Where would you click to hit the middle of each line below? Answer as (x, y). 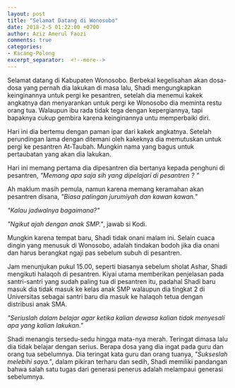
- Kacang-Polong (31, 54)
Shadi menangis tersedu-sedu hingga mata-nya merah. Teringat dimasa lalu (117, 339)
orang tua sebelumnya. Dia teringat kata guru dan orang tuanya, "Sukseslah (117, 354)
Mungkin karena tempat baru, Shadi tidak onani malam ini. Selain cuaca (111, 237)
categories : (25, 47)
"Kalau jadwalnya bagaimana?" (54, 210)
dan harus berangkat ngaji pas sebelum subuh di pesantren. (95, 253)
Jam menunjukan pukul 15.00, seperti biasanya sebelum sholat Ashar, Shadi (117, 266)
